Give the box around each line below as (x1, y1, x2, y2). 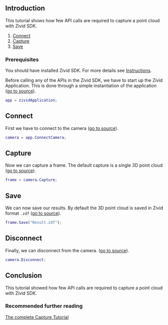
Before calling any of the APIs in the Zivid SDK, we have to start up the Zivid (5, 77, 163, 83)
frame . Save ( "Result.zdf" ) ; (5, 220, 62, 225)
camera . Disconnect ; (5, 257, 46, 262)
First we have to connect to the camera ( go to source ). (5, 125, 119, 131)
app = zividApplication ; (5, 98, 58, 103)
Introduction (5, 4, 45, 13)
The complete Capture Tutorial (5, 314, 69, 320)
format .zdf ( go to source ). (5, 210, 62, 216)
